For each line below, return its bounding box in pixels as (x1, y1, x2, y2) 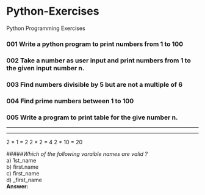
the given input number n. (6, 64, 85, 72)
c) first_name (6, 169, 40, 177)
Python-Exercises (6, 4, 99, 18)
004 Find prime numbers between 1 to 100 (6, 97, 134, 105)
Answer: (6, 182, 29, 190)
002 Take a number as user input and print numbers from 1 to (6, 56, 191, 65)
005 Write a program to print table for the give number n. (6, 113, 178, 122)
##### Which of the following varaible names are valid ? (6, 150, 148, 157)
